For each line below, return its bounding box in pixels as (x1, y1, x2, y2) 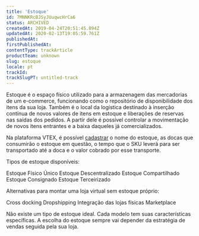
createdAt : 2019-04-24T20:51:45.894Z (6, 25, 100, 31)
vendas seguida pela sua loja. (6, 223, 79, 230)
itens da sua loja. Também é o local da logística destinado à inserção (6, 104, 175, 111)
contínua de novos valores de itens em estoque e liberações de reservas (6, 110, 184, 117)
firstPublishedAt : (6, 42, 52, 48)
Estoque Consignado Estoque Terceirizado (6, 176, 111, 183)
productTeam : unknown (6, 53, 60, 59)
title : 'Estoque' (6, 8, 49, 15)
